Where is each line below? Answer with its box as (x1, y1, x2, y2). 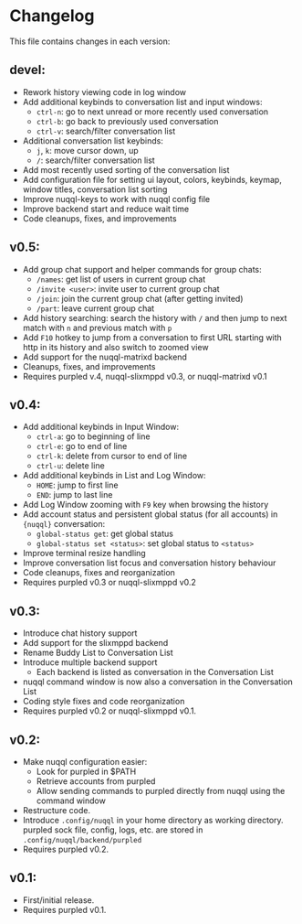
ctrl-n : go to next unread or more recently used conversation (36, 106, 269, 117)
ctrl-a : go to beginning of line (36, 431, 151, 442)
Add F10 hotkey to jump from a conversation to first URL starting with (22, 331, 283, 343)
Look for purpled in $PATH (36, 766, 137, 777)
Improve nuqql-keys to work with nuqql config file (22, 193, 211, 204)
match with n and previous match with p (22, 322, 172, 333)
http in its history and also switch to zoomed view (22, 341, 209, 352)
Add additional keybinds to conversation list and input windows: (22, 96, 263, 107)
